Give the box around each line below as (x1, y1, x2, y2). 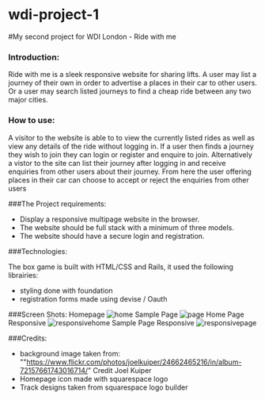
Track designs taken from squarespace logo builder (19, 383, 188, 392)
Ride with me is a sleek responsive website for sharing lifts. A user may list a (8, 70, 257, 79)
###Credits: (8, 333, 47, 343)
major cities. (8, 95, 49, 105)
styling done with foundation (19, 286, 113, 295)
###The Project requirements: (8, 198, 107, 208)
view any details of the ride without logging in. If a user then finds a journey (8, 141, 255, 151)
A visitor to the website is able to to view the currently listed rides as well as (8, 133, 256, 142)
